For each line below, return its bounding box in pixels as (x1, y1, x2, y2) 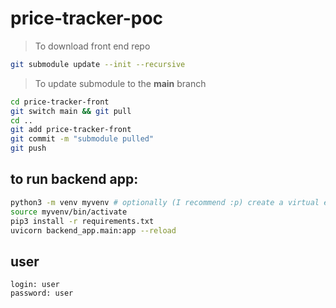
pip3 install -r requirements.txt (10, 216, 155, 226)
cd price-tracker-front (10, 97, 110, 107)
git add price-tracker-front (10, 125, 132, 135)
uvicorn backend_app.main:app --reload (10, 225, 177, 236)
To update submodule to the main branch (34, 77, 207, 89)
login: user (10, 280, 60, 290)
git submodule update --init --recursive (10, 59, 186, 69)
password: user (10, 288, 74, 299)
